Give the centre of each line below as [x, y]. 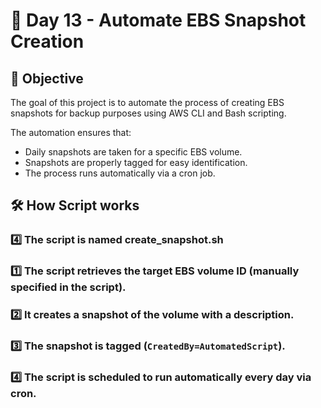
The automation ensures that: [71, 132]
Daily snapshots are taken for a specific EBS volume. [133, 152]
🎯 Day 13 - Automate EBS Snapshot [158, 20]
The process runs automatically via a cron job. [120, 173]
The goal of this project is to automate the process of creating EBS [147, 102]
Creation [47, 41]
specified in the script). [68, 287]
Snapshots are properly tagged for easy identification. [136, 162]
